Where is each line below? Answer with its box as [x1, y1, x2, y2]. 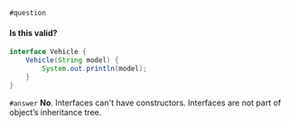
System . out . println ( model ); [42, 64, 147, 73]
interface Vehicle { [9, 48, 88, 57]
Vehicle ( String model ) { [25, 56, 119, 65]
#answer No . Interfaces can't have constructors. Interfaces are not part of [9, 97, 282, 108]
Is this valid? [9, 27, 58, 38]
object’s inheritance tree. [9, 106, 102, 117]
